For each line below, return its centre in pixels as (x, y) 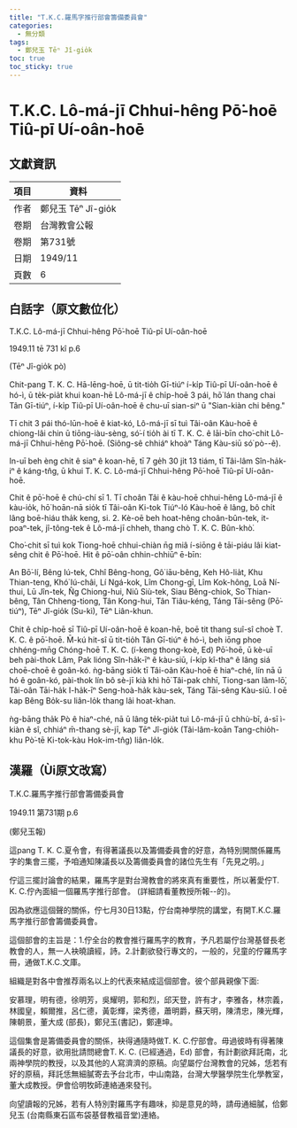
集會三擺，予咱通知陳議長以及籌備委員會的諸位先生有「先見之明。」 (146, 861)
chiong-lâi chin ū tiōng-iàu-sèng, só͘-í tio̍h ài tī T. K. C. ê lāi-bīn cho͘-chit (139, 433)
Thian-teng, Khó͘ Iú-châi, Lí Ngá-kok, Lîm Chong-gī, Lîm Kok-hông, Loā (138, 582)
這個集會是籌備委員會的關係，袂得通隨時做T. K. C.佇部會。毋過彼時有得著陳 (147, 1040)
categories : (31, 26)
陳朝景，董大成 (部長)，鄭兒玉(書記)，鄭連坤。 (94, 1022)
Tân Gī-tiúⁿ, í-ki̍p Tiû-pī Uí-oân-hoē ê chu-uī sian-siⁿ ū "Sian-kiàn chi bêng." (147, 405)
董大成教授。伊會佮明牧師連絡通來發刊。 (83, 1085)
